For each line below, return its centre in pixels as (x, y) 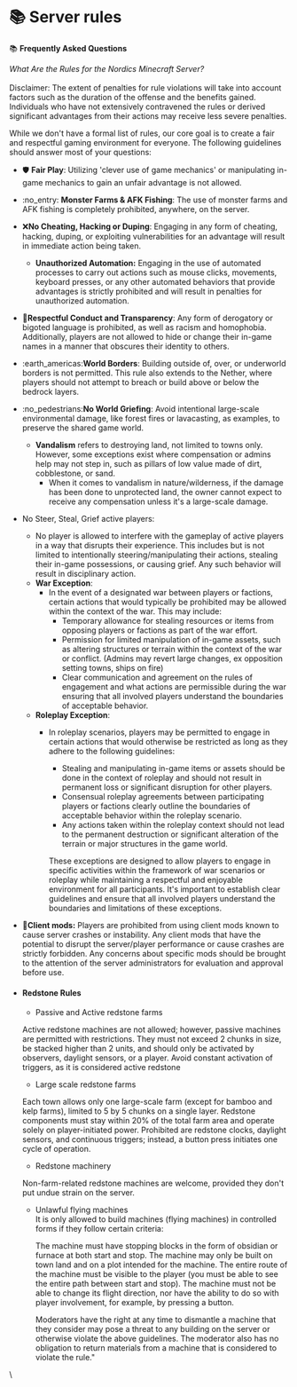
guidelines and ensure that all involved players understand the (162, 898)
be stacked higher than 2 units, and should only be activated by (138, 1049)
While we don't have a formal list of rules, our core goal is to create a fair (142, 133)
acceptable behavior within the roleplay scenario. (152, 815)
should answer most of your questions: (81, 152)
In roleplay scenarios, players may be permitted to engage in (159, 732)
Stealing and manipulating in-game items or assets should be (173, 768)
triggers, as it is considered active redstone (101, 1068)
